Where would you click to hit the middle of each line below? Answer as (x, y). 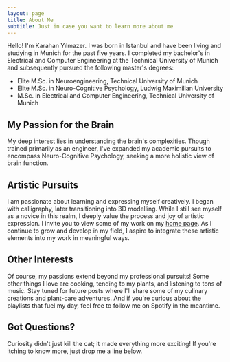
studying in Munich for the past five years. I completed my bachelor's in (109, 53)
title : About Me (30, 20)
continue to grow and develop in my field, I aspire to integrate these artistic (113, 231)
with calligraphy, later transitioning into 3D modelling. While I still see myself (115, 209)
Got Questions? (41, 327)
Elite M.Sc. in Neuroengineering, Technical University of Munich (107, 81)
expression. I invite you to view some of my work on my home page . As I (110, 223)
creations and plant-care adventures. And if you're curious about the (104, 298)
